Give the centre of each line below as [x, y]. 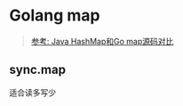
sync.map [38, 70]
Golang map [55, 16]
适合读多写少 [32, 92]
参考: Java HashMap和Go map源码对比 [102, 41]
